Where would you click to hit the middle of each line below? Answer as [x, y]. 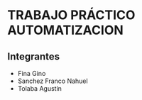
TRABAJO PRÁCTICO [71, 15]
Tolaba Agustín [40, 88]
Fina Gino [32, 73]
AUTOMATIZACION [66, 30]
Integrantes [34, 56]
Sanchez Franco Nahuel [53, 81]
